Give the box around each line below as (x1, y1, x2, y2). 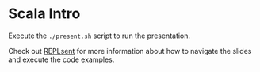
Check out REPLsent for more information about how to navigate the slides (8, 46, 252, 55)
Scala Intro (8, 5, 81, 23)
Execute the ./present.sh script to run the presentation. (8, 31, 191, 40)
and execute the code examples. (8, 55, 115, 64)
